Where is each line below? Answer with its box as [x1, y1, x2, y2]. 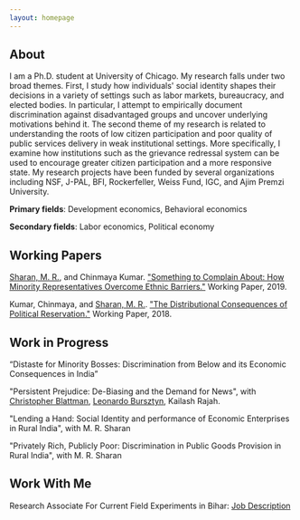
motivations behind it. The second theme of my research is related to [9, 119, 267, 130]
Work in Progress [9, 334, 109, 350]
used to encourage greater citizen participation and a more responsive [9, 158, 273, 169]
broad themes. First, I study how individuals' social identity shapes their [9, 81, 277, 91]
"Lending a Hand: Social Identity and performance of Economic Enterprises [9, 413, 290, 424]
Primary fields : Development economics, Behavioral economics [9, 204, 248, 215]
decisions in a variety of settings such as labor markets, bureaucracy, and [9, 90, 285, 101]
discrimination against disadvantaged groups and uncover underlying [9, 110, 268, 120]
